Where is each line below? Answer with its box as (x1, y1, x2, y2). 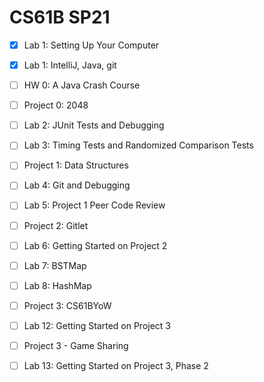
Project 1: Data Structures (23, 159, 129, 171)
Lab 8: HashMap (23, 279, 92, 291)
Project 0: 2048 (23, 99, 89, 111)
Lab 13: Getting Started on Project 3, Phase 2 (23, 359, 209, 371)
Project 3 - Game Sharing (23, 339, 129, 351)
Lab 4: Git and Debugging (23, 179, 131, 191)
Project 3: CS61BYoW (23, 299, 112, 311)
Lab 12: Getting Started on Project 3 (23, 319, 172, 331)
